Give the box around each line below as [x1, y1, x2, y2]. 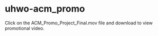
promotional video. [5, 25, 45, 31]
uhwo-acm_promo [5, 3, 85, 15]
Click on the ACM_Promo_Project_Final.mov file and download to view [5, 20, 153, 26]
